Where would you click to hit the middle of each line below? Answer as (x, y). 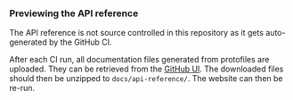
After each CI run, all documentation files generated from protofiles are (139, 60)
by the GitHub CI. (81, 42)
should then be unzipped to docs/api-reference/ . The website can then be (146, 79)
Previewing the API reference (74, 13)
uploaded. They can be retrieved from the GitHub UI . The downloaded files (146, 69)
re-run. (22, 88)
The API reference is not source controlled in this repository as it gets (137, 33)
